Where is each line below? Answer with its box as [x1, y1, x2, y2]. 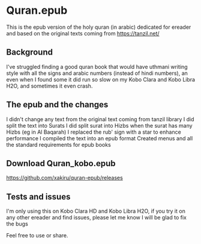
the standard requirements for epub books [6, 141, 111, 148]
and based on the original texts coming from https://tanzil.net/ [6, 29, 160, 37]
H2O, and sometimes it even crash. [6, 82, 93, 89]
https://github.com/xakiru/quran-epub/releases [6, 174, 123, 182]
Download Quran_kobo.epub [6, 158, 116, 168]
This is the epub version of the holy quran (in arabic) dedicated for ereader [6, 23, 191, 31]
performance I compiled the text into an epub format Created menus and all [6, 134, 193, 141]
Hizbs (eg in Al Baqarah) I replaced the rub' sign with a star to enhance [6, 128, 181, 135]
